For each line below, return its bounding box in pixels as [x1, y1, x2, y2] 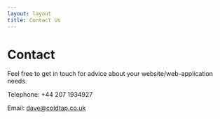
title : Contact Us [7, 17, 61, 24]
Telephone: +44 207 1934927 [7, 90, 93, 99]
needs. [7, 77, 27, 86]
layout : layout [7, 10, 52, 17]
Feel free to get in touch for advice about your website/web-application [7, 70, 214, 78]
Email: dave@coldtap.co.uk [7, 104, 86, 112]
